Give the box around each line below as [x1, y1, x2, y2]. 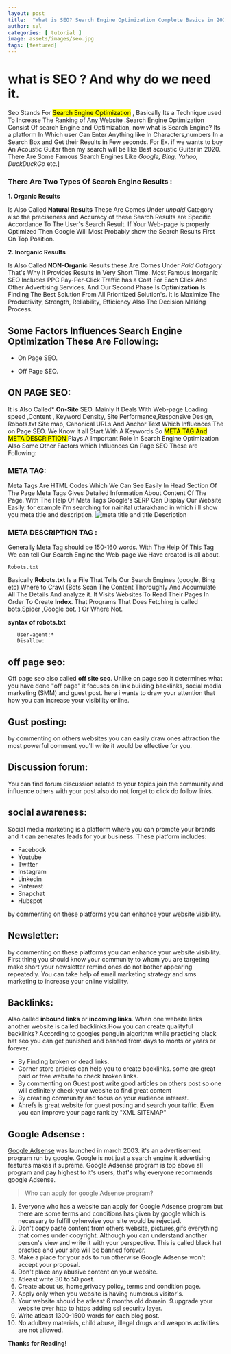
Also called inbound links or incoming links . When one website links [8, 1015, 203, 1024]
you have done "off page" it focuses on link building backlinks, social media [8, 681, 222, 690]
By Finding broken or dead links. [17, 1057, 110, 1066]
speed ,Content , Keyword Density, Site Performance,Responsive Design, [8, 412, 215, 420]
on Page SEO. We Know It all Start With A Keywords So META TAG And [8, 426, 208, 435]
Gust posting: [8, 716, 67, 727]
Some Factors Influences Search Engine [8, 325, 182, 337]
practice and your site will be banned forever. [17, 1246, 146, 1255]
